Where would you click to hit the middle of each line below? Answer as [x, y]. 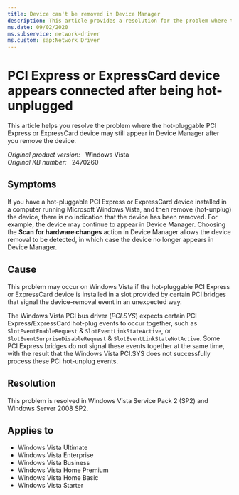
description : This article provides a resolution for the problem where [117, 21]
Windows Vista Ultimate [53, 448]
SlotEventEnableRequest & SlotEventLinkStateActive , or [89, 330]
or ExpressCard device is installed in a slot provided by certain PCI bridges [117, 294]
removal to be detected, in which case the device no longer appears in [111, 239]
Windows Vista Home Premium [63, 470]
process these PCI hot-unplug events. [63, 361]
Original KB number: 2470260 [53, 162]
